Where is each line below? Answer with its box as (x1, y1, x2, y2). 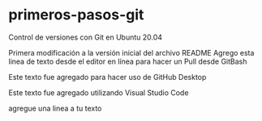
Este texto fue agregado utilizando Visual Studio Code (8, 87, 189, 98)
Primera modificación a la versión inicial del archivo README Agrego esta (8, 48, 255, 57)
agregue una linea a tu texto (8, 103, 102, 113)
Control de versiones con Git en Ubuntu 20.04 (8, 32, 163, 42)
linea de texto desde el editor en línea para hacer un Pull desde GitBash (8, 56, 247, 66)
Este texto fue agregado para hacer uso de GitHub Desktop (8, 72, 207, 81)
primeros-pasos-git (8, 6, 144, 24)
